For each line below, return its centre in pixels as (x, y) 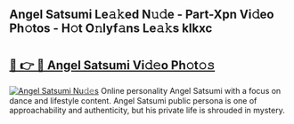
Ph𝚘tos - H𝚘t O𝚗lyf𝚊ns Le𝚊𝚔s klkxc (111, 29)
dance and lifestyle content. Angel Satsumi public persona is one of (133, 101)
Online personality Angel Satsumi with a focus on (191, 91)
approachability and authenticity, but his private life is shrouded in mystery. (147, 110)
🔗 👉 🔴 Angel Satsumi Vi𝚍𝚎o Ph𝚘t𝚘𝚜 (112, 65)
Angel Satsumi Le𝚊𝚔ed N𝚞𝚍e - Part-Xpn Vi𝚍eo (142, 15)
